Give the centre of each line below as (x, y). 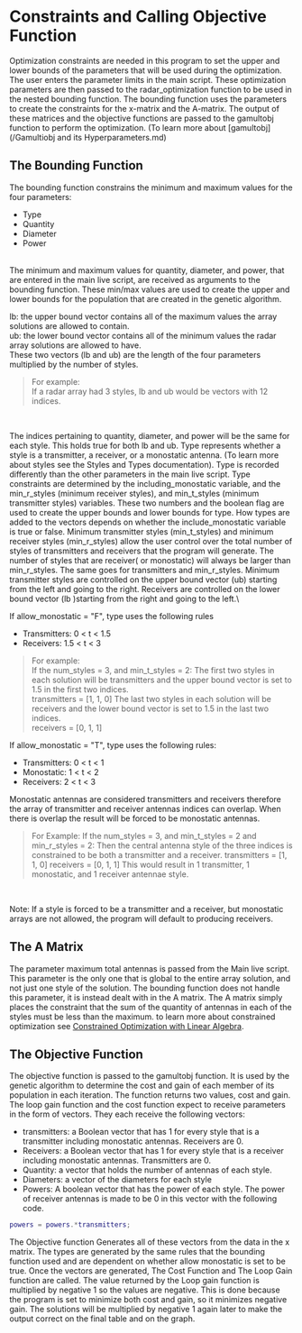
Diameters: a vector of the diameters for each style (117, 1180)
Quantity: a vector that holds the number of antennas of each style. (147, 1170)
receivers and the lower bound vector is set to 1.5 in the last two (150, 708)
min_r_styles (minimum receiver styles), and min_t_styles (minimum (134, 493)
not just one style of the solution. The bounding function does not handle (145, 988)
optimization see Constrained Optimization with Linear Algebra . (127, 1026)
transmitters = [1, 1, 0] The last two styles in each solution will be (151, 698)
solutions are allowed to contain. (69, 325)
